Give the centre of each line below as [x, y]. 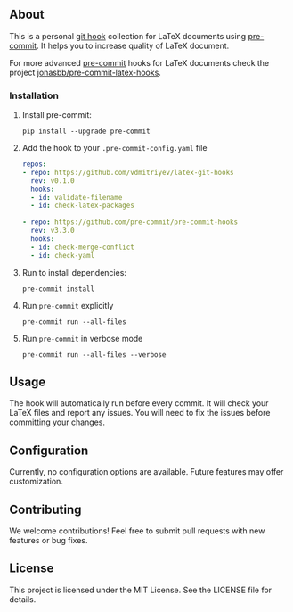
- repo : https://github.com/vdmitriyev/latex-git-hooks [128, 172]
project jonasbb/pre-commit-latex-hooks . [85, 72]
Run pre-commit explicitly [68, 305]
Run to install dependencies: [74, 272]
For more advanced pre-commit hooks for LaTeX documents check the [139, 62]
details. [23, 599]
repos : [34, 164]
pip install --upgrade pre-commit [86, 132]
